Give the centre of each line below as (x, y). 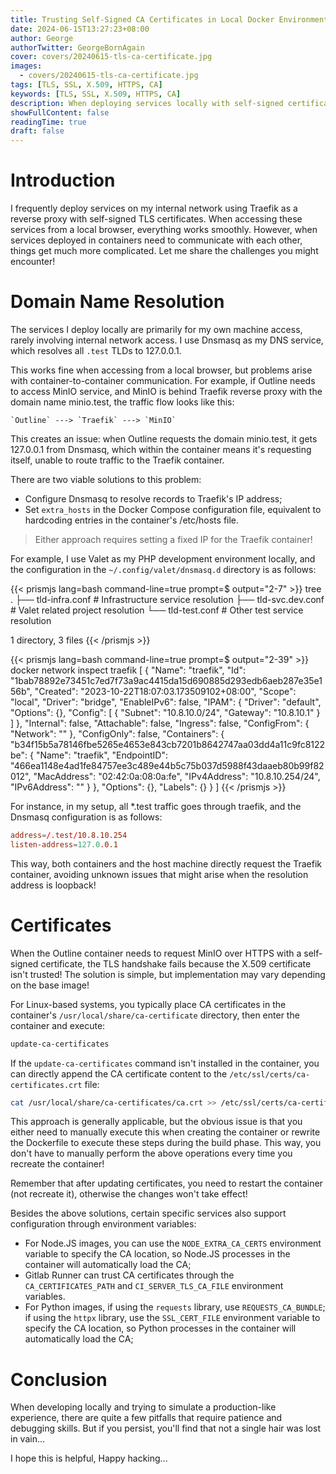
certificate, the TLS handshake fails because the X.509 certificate (176, 963)
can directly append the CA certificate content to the (119, 1073)
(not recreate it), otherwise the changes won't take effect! (129, 1194)
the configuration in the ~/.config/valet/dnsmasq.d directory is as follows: (163, 569)
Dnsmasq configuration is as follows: (86, 817)
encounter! (33, 262)
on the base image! (50, 985)
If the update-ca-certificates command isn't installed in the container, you (165, 1063)
